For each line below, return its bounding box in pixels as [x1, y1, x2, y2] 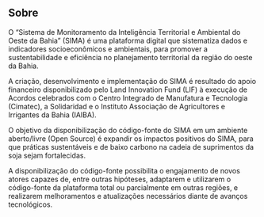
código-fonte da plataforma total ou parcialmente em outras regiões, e [8, 182, 239, 192]
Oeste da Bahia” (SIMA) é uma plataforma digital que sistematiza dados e [8, 36, 248, 45]
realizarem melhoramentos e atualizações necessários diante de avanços [8, 191, 248, 200]
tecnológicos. [8, 200, 53, 209]
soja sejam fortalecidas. [8, 150, 86, 160]
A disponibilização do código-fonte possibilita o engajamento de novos [8, 166, 240, 175]
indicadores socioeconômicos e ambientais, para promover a [8, 44, 209, 54]
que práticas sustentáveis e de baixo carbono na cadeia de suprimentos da [8, 142, 254, 151]
